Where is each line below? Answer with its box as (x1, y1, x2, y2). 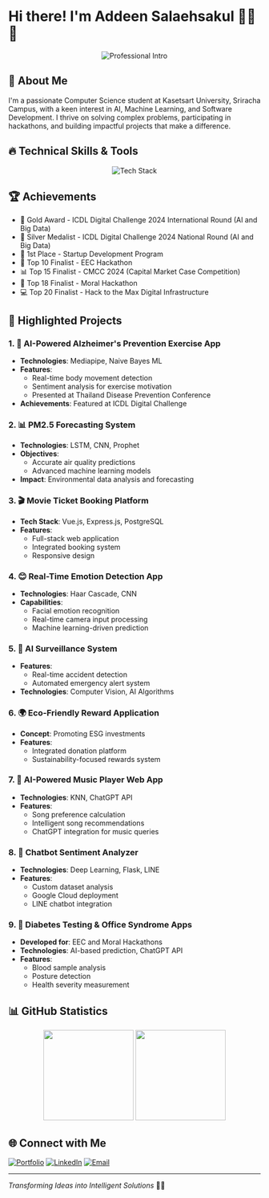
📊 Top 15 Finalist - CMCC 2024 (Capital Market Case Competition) (19, 267, 241, 276)
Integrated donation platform (31, 746, 126, 756)
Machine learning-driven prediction (31, 622, 149, 633)
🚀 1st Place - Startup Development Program (19, 249, 164, 259)
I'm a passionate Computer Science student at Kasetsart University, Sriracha (8, 96, 261, 105)
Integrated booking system (31, 542, 121, 552)
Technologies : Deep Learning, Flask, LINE (19, 865, 160, 874)
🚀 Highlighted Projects (8, 313, 122, 328)
